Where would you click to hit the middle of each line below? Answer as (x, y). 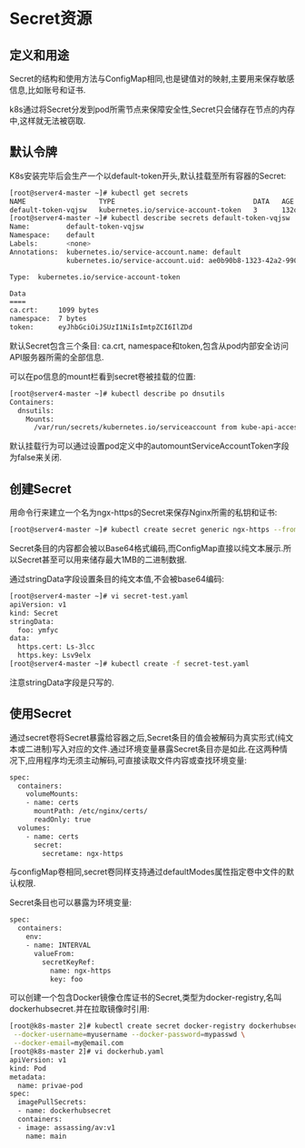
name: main (46, 1136)
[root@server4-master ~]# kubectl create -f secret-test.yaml (129, 664)
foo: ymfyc (38, 630)
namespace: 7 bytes (49, 319)
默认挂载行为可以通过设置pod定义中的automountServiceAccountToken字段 (149, 446)
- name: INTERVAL (59, 946)
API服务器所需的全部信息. (57, 357)
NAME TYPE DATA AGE (152, 201)
